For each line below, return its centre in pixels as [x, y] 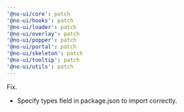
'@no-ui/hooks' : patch [40, 21]
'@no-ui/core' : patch [39, 14]
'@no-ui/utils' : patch [40, 67]
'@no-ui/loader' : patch [42, 27]
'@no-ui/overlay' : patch [43, 34]
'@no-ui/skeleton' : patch [45, 54]
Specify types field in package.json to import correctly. [97, 101]
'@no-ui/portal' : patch [42, 47]
